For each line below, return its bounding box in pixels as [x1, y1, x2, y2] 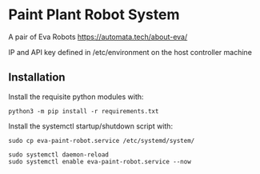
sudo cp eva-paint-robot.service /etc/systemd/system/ [8, 136, 195, 144]
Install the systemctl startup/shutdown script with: [8, 121, 174, 131]
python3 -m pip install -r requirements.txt [8, 107, 159, 115]
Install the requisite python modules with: [8, 92, 144, 101]
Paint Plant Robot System [8, 6, 180, 24]
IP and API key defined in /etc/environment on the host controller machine [8, 47, 252, 57]
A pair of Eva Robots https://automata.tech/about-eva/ [8, 32, 188, 42]
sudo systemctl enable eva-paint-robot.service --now [8, 157, 192, 165]
